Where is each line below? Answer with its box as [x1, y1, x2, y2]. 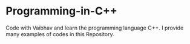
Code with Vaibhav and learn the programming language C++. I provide [5, 24, 184, 31]
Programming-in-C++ [5, 4, 117, 18]
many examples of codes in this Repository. [5, 30, 114, 37]
